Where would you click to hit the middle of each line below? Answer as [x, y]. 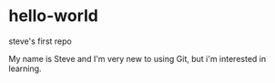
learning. [25, 68]
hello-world [54, 16]
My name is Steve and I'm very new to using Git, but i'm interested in [137, 58]
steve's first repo [40, 41]
